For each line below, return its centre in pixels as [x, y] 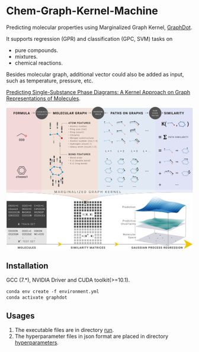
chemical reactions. [39, 63]
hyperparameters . [37, 343]
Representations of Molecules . [44, 98]
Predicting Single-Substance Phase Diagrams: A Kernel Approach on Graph [98, 92]
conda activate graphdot [37, 297]
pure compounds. [36, 50]
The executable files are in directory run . [64, 329]
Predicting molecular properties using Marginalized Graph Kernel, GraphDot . [99, 27]
